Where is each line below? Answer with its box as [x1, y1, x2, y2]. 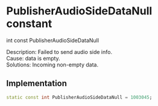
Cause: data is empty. [6, 54, 60, 62]
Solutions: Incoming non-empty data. [6, 61, 98, 68]
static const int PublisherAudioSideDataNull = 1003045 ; [6, 94, 153, 100]
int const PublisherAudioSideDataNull [6, 37, 100, 44]
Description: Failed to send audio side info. [6, 48, 113, 55]
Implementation [6, 78, 68, 89]
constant [6, 17, 52, 31]
